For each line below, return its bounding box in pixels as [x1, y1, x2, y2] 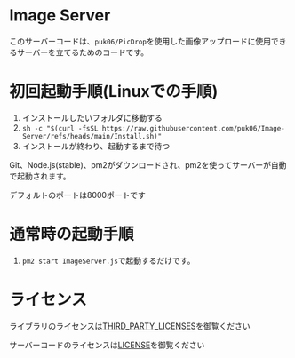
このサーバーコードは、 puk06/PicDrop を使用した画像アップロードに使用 [9, 36, 271, 46]
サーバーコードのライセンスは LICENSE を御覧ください [9, 339, 205, 350]
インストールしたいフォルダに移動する [21, 112, 163, 123]
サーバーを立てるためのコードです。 [16, 46, 149, 58]
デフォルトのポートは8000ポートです [9, 189, 147, 200]
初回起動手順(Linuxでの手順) [9, 82, 219, 102]
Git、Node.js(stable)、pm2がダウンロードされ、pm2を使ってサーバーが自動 [9, 159, 287, 170]
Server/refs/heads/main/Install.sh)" [21, 131, 163, 140]
